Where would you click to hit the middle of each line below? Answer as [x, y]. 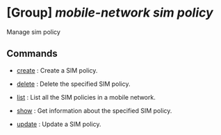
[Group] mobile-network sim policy [110, 13]
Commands [32, 54]
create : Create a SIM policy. [57, 70]
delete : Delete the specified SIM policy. [73, 84]
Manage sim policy [33, 32]
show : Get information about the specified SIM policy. [94, 110]
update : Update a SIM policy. [59, 124]
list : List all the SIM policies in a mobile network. [86, 97]
